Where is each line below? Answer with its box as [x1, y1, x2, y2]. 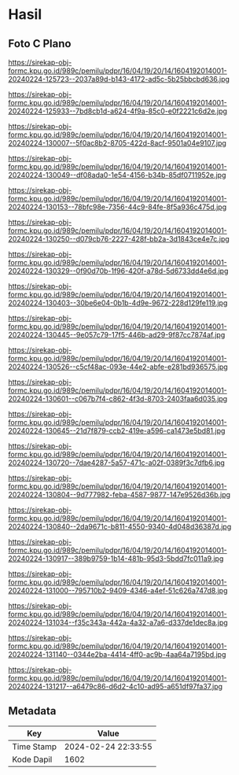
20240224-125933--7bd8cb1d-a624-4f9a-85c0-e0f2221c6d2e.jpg [8, 106, 228, 116]
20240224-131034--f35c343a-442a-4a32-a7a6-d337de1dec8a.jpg [8, 618, 228, 627]
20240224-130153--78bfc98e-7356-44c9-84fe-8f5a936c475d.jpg [8, 202, 227, 212]
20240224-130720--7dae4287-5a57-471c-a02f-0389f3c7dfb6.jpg [8, 458, 226, 467]
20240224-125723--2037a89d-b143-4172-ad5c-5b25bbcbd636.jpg [8, 75, 230, 83]
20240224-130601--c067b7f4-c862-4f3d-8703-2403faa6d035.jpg [8, 394, 228, 403]
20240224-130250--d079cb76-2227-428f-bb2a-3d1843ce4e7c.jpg [8, 234, 230, 243]
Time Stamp [12, 741, 57, 752]
